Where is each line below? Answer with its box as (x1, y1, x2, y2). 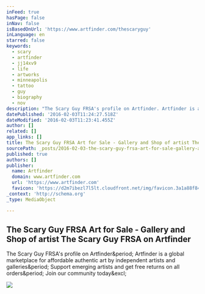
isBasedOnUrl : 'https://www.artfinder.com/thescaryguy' (6, 26, 151, 32)
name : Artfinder (12, 168, 53, 174)
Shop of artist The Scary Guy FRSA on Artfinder (6, 233, 191, 244)
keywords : (6, 43, 32, 50)
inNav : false (6, 20, 40, 26)
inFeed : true (6, 9, 40, 15)
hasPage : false (6, 15, 45, 21)
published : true (6, 151, 48, 157)
